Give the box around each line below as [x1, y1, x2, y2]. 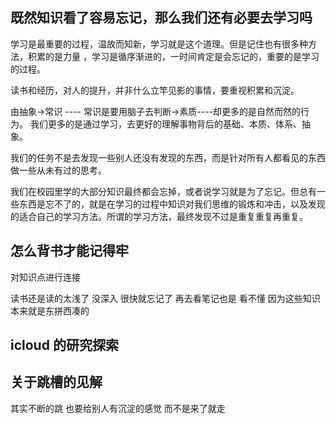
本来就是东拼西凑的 [10, 304, 90, 317]
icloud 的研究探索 [10, 337, 119, 354]
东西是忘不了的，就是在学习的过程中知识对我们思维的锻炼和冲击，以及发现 [18, 198, 326, 210]
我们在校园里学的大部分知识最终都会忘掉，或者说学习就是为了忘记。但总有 [10, 185, 317, 197]
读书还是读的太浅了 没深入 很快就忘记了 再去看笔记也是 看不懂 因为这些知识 [10, 292, 321, 304]
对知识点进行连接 [10, 271, 81, 283]
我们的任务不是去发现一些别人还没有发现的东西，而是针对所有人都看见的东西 [10, 151, 326, 163]
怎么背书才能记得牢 [10, 243, 129, 260]
